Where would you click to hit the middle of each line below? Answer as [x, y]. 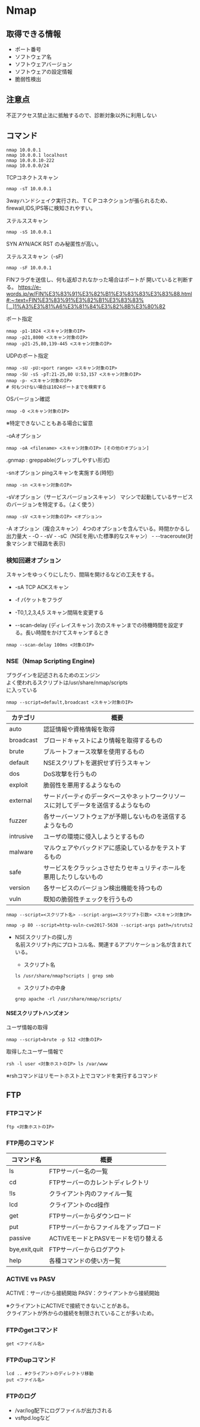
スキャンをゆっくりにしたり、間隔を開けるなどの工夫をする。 [82, 574]
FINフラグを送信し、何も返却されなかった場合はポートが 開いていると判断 [97, 279]
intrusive [21, 837]
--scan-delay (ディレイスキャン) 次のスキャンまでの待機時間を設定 [97, 625]
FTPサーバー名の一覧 [79, 1171]
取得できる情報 [34, 34]
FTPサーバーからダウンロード [90, 1216]
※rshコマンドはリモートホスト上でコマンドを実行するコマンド [82, 1076]
